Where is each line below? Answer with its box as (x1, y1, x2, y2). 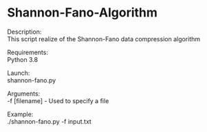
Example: (7, 110, 34, 118)
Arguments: (7, 89, 41, 98)
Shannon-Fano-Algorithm (7, 5, 158, 21)
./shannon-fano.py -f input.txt (7, 117, 91, 125)
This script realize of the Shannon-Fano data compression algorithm (7, 34, 201, 43)
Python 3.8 (7, 55, 39, 63)
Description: (7, 27, 42, 36)
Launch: (7, 69, 30, 77)
